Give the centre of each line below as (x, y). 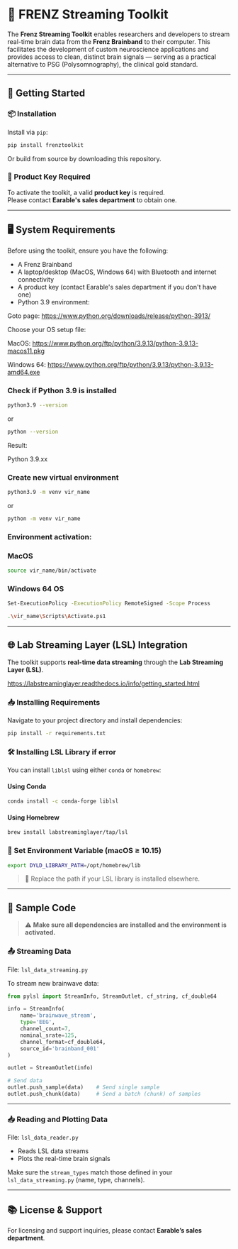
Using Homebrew (34, 817)
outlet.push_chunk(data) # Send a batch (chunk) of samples (104, 1094)
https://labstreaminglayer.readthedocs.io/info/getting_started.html (103, 683)
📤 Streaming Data (39, 952)
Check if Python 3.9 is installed (62, 390)
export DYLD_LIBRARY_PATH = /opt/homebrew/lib (74, 865)
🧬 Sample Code (42, 908)
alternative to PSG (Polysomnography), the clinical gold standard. (103, 64)
